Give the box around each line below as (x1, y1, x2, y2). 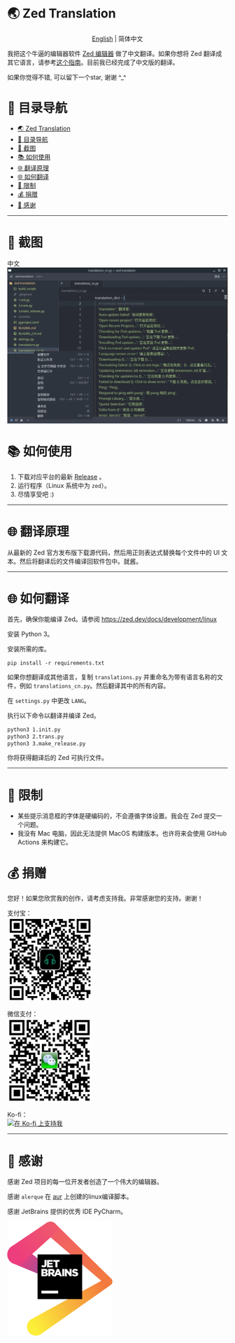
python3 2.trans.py (7, 733, 64, 740)
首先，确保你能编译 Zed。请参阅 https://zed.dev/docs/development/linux (7, 615, 218, 624)
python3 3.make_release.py (7, 740, 86, 747)
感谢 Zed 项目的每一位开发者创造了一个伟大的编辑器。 (7, 1178, 163, 1186)
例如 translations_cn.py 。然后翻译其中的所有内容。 (19, 681, 170, 690)
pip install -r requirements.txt (7, 660, 105, 667)
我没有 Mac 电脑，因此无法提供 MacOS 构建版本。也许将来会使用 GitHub (17, 829, 227, 838)
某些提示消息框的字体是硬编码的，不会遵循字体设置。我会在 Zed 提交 (17, 812, 217, 820)
